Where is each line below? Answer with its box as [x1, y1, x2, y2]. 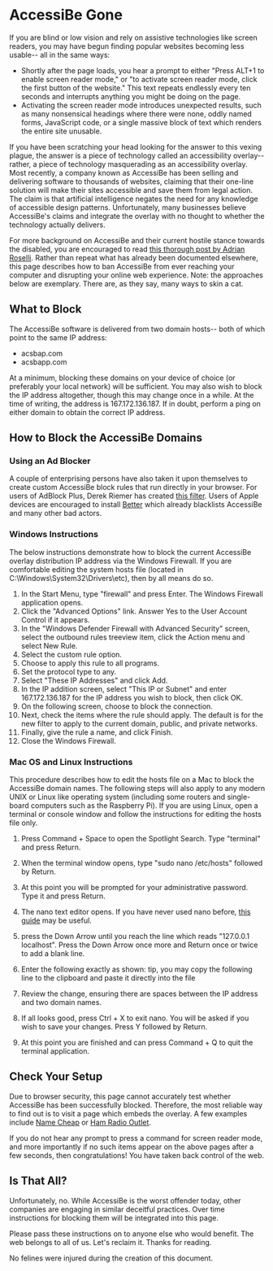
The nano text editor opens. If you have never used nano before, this [20, 907, 251, 917]
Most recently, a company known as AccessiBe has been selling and [9, 168, 239, 177]
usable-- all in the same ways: [9, 50, 110, 59]
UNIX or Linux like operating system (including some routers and [9, 792, 226, 802]
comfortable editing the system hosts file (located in [9, 564, 184, 574]
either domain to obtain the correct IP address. [9, 407, 166, 417]
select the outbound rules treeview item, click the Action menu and [20, 632, 245, 642]
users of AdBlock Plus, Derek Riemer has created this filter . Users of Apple [9, 491, 259, 501]
